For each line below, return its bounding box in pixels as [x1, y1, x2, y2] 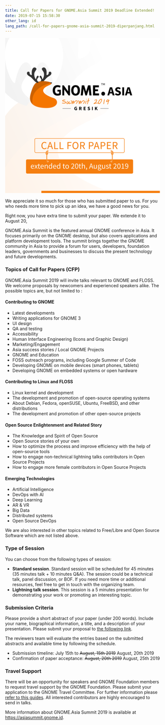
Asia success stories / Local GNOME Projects [12, 346, 105, 352]
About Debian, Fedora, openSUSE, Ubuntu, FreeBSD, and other [12, 400, 140, 406]
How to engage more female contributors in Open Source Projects [12, 464, 146, 470]
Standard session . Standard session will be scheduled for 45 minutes [12, 565, 154, 571]
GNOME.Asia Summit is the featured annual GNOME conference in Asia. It [5, 228, 155, 233]
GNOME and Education [12, 352, 59, 358]
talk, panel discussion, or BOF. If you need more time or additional [12, 576, 146, 582]
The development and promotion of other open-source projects [12, 410, 141, 416]
